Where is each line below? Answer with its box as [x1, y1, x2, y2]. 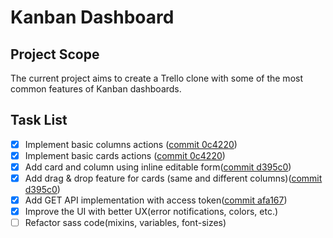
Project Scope [10, 46, 100, 63]
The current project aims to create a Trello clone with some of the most [10, 72, 304, 84]
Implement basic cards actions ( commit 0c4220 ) [24, 149, 226, 161]
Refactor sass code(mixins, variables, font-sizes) [24, 217, 227, 229]
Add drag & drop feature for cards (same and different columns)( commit [24, 172, 323, 184]
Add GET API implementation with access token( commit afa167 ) [24, 194, 288, 206]
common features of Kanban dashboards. [10, 83, 182, 95]
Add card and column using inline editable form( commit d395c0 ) [24, 161, 292, 173]
